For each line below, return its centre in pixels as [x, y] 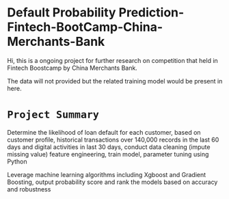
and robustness [29, 189]
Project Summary [53, 115]
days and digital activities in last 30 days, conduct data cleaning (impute [109, 147]
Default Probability [62, 13]
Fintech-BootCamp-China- [85, 27]
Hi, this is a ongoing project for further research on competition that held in [113, 60]
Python [17, 161]
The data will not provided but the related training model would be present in [115, 81]
